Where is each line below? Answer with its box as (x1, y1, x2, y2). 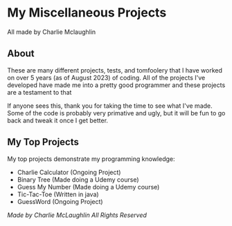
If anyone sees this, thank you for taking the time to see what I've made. (7, 102, 213, 110)
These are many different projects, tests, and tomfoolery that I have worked (7, 66, 223, 74)
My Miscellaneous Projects (7, 5, 167, 21)
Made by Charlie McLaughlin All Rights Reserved (7, 211, 148, 219)
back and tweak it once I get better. (7, 116, 109, 124)
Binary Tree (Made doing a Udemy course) (17, 175, 140, 184)
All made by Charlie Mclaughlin (7, 28, 96, 36)
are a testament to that (7, 88, 72, 96)
